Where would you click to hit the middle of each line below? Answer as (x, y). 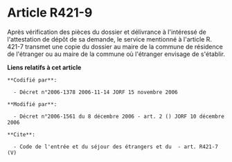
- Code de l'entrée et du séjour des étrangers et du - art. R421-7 (116, 147)
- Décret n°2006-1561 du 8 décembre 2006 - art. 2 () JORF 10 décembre (119, 116)
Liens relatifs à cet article (44, 67)
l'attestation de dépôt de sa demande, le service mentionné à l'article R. (110, 39)
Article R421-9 (50, 13)
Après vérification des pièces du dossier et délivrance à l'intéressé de (107, 32)
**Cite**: (21, 134)
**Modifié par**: (32, 104)
